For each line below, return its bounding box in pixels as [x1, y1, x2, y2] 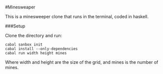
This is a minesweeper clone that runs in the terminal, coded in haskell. [5, 14, 149, 19]
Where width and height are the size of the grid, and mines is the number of [5, 59, 159, 65]
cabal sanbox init [5, 42, 43, 47]
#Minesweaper [5, 4, 36, 10]
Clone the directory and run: [5, 33, 62, 38]
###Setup [5, 23, 26, 29]
